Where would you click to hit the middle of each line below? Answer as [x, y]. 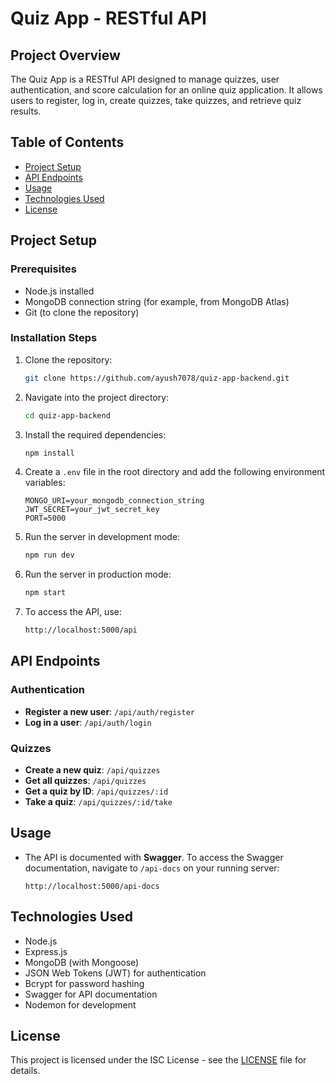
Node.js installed [59, 291]
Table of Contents [67, 142]
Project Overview [65, 55]
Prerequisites [43, 269]
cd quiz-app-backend [67, 415]
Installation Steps [54, 338]
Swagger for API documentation [91, 994]
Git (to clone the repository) [82, 312]
